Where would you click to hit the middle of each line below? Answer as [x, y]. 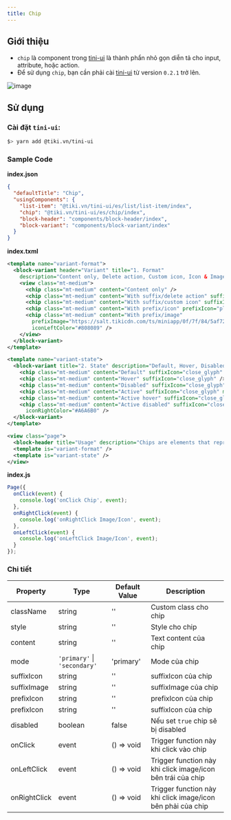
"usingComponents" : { [44, 200]
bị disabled [168, 730]
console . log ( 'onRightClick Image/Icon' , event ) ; [90, 520]
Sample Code [30, 159]
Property [31, 591]
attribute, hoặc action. [48, 65]
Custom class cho [180, 607]
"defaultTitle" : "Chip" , [49, 194]
